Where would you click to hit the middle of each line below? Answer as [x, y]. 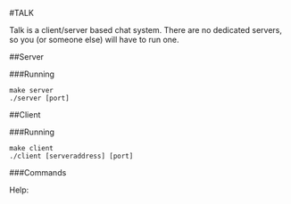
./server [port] [39, 98]
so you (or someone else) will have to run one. [95, 40]
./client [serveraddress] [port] [71, 156]
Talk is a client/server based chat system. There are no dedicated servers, [146, 30]
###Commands [38, 172]
